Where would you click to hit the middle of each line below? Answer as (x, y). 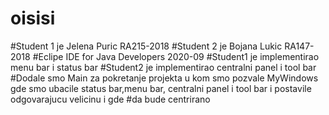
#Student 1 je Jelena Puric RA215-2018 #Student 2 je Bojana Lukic (146, 46)
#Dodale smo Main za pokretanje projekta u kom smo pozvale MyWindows (164, 78)
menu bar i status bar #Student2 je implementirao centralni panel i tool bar (163, 67)
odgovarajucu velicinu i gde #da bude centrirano (110, 99)
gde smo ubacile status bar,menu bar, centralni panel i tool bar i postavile (161, 88)
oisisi (33, 18)
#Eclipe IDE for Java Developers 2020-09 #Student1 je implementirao (176, 56)
